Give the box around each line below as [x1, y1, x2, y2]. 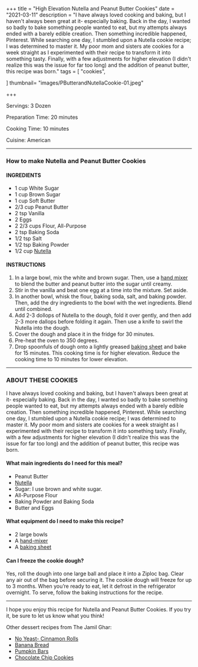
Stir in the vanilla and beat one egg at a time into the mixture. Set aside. [14, 287, 188, 294]
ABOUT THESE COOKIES [6, 376, 78, 384]
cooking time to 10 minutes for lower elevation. [14, 356, 128, 363]
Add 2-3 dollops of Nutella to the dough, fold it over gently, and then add [14, 312, 192, 319]
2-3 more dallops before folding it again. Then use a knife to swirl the [14, 318, 183, 325]
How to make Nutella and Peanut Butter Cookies [6, 157, 146, 165]
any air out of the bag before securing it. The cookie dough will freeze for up [6, 577, 192, 584]
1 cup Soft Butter [14, 197, 55, 205]
